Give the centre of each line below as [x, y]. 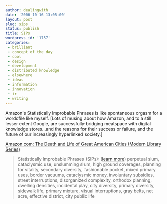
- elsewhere [20, 75]
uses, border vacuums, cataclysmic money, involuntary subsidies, [86, 175]
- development [22, 66]
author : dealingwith [27, 10]
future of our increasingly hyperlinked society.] [54, 134]
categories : [18, 43]
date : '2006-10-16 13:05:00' [36, 15]
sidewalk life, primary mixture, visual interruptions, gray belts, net [85, 191]
